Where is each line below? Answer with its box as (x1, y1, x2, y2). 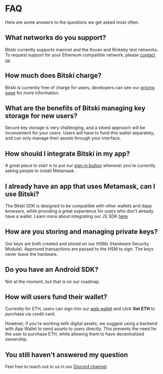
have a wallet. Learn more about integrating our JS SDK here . (5, 213, 129, 219)
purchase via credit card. (5, 311, 55, 317)
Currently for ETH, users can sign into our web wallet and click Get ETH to (5, 306, 156, 312)
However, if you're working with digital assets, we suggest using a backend (5, 321, 158, 327)
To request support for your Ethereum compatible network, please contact (5, 52, 156, 58)
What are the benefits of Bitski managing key (5, 104, 146, 112)
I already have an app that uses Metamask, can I (5, 182, 156, 190)
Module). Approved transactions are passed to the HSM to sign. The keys (5, 246, 154, 252)
